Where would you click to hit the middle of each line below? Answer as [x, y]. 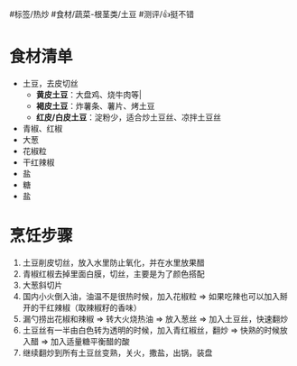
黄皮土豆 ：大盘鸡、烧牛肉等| [89, 95]
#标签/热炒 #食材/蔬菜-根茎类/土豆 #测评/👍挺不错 [102, 14]
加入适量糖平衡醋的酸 [91, 341]
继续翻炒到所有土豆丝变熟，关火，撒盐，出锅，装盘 [117, 352]
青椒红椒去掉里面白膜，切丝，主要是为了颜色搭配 [113, 273]
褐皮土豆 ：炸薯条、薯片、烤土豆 [95, 105]
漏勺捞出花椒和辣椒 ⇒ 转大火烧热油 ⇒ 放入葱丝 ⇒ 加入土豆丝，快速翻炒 [155, 318]
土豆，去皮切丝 [50, 83]
